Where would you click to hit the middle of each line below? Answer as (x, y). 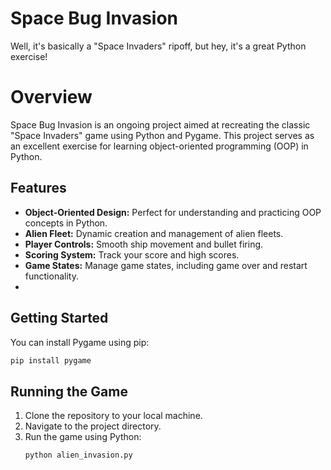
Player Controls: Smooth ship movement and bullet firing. (144, 244)
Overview (51, 97)
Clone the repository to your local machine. (113, 416)
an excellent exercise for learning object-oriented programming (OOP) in (159, 146)
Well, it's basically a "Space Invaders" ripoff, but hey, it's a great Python (158, 46)
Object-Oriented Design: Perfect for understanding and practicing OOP (173, 212)
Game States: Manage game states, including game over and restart (166, 265)
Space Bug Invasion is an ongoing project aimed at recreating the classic (160, 124)
